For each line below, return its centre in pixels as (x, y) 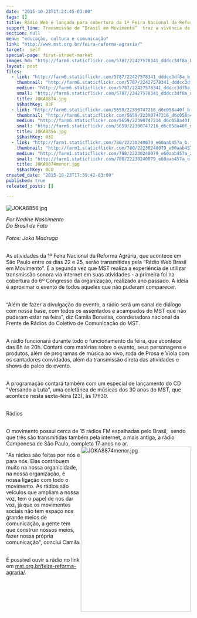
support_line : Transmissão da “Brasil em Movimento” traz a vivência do (98, 28)
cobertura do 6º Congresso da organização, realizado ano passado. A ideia (97, 281)
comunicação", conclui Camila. (43, 542)
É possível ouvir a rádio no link (43, 560)
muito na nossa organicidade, (42, 467)
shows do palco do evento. (39, 366)
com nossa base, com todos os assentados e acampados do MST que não (96, 310)
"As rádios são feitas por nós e (43, 455)
